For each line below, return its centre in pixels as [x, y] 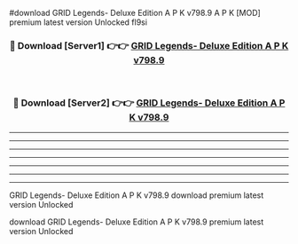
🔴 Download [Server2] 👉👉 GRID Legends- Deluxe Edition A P [149, 103]
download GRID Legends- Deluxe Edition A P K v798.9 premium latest [137, 222]
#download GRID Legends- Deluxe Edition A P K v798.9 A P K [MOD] [135, 13]
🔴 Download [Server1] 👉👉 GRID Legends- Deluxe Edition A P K [149, 45]
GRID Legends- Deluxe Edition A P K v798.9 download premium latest [137, 195]
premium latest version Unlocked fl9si [78, 22]
